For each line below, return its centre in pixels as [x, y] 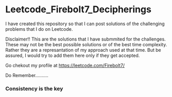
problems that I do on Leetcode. [39, 29]
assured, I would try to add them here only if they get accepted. [73, 55]
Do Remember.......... [27, 75]
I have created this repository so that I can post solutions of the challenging [85, 24]
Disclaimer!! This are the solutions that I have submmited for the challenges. [85, 39]
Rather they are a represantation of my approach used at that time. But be [83, 50]
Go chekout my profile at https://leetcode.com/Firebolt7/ [65, 65]
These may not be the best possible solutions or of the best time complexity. [86, 44]
